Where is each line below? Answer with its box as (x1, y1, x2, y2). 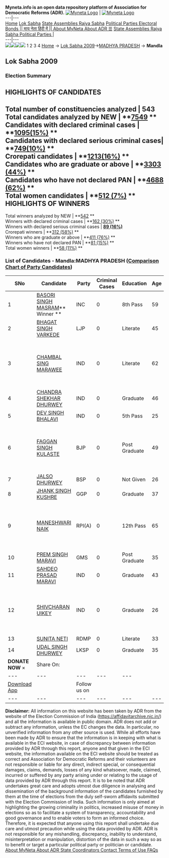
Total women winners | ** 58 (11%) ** (5, 245, 83, 251)
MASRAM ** (36, 304, 66, 311)
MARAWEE (36, 366, 62, 373)
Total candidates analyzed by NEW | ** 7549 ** (5, 113, 157, 121)
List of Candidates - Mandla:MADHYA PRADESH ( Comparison (5, 257, 159, 264)
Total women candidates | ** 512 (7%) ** (5, 191, 136, 200)
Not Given (122, 476, 146, 483)
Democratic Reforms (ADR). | (5, 10, 101, 16)
